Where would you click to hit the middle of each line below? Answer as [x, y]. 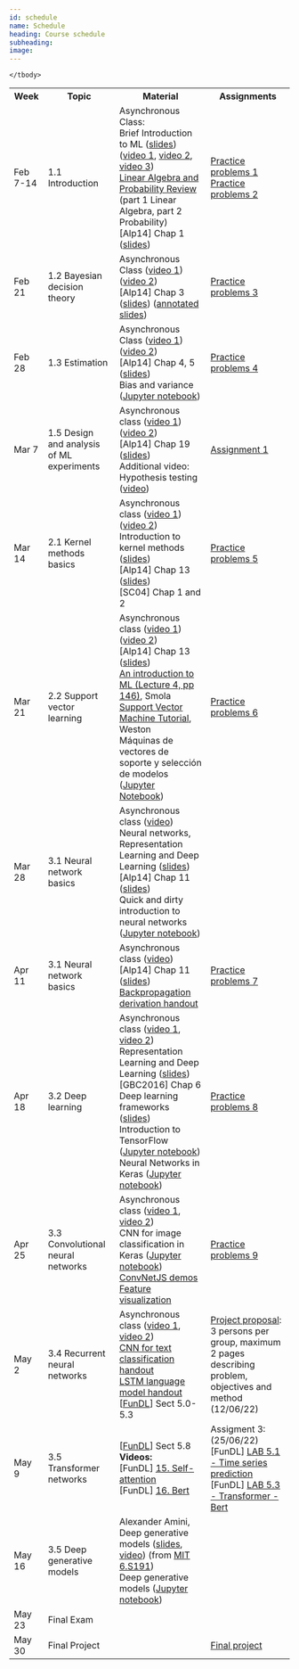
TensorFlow [144, 1140]
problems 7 [234, 982]
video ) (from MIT [154, 1555]
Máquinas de [146, 741]
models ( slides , [151, 1544]
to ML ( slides [146, 144]
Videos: [136, 1457]
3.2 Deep [67, 1096]
